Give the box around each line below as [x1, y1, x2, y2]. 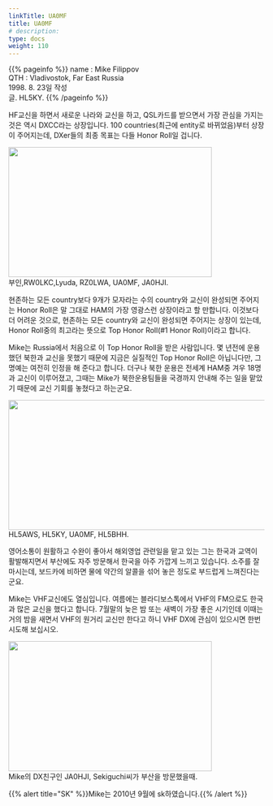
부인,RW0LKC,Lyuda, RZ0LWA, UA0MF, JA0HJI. [8, 278, 169, 288]
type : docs [8, 34, 45, 43]
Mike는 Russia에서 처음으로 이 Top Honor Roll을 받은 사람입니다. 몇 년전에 [8, 343, 245, 353]
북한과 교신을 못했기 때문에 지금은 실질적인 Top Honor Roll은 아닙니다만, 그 [23, 353, 262, 362]
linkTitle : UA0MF [8, 11, 67, 20]
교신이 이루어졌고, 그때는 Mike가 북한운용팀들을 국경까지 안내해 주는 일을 [16, 373, 248, 383]
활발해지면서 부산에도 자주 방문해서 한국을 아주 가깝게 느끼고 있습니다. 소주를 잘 [8, 557, 260, 566]
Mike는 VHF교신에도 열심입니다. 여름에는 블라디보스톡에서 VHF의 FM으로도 [8, 594, 249, 604]
